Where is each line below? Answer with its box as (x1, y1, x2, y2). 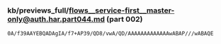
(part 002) (106, 14, 143, 24)
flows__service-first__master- (68, 6, 175, 15)
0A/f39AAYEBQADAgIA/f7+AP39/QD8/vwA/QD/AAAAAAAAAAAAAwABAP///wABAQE (7, 30, 214, 37)
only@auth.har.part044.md (7, 14, 105, 24)
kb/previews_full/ (7, 6, 69, 15)
